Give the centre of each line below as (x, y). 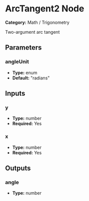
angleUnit (17, 62)
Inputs (15, 94)
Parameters (23, 48)
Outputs (18, 168)
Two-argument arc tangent (33, 32)
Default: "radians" (31, 78)
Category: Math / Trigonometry (37, 22)
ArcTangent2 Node (45, 9)
